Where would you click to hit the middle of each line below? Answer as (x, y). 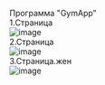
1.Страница (31, 23)
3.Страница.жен (41, 61)
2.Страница (32, 42)
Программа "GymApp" (53, 13)
